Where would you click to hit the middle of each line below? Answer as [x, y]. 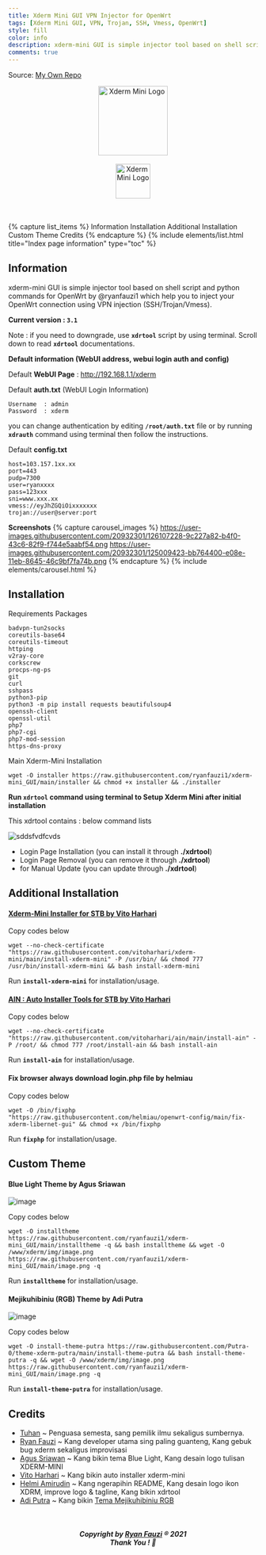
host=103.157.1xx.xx [42, 464]
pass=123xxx [28, 492]
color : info [28, 38]
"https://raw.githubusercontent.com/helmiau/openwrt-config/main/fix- [127, 1117]
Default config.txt [38, 450]
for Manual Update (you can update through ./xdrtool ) [108, 868]
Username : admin [38, 404]
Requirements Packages [48, 613]
